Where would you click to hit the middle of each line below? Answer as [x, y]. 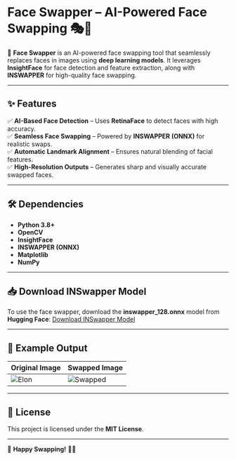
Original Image [36, 368]
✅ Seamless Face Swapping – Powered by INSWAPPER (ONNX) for [106, 136]
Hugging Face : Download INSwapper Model [71, 320]
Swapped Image [96, 368]
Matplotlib [33, 254]
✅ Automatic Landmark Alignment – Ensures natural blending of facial [110, 151]
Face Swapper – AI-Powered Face [107, 12]
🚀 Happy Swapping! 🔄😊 [42, 449]
